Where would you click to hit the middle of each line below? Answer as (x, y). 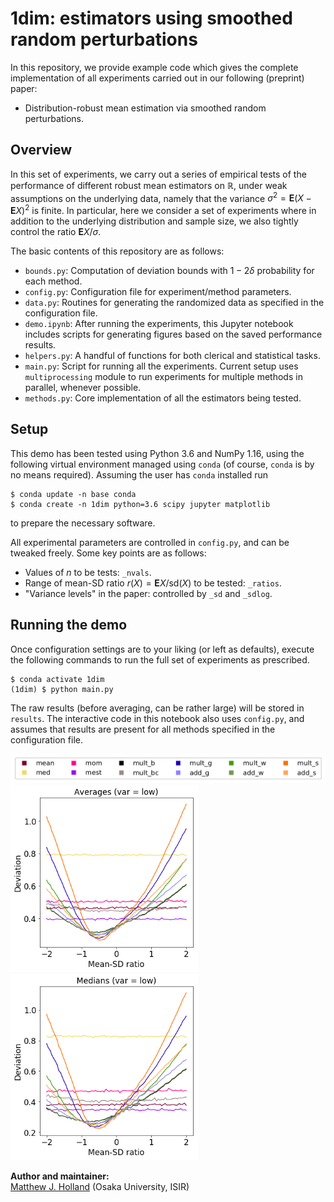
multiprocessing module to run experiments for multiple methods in (163, 377)
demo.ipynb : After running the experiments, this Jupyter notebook (159, 324)
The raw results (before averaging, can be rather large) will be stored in (157, 708)
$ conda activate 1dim (57, 679)
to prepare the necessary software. (83, 523)
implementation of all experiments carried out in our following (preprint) (157, 78)
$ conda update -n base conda (73, 494)
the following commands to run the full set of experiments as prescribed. (160, 659)
